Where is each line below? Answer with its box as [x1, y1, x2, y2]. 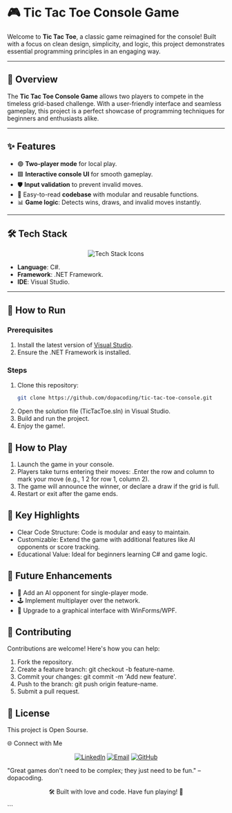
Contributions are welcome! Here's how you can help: [7, 644, 160, 653]
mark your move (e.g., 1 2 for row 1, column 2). [17, 475, 150, 484]
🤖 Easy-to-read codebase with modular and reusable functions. [17, 190, 199, 199]
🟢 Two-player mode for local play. [17, 159, 117, 167]
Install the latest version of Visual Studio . [17, 341, 133, 349]
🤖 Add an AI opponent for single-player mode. [17, 588, 148, 596]
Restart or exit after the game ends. [17, 490, 119, 498]
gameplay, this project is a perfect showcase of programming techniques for [7, 107, 225, 115]
